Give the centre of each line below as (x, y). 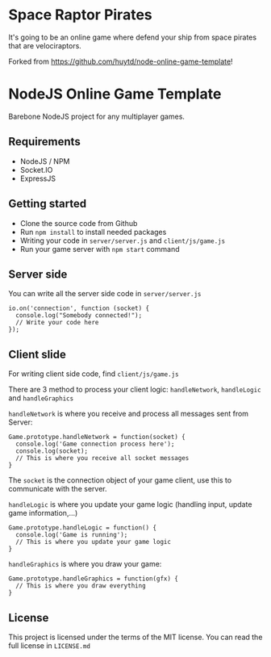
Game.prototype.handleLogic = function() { (83, 528)
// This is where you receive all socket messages (102, 458)
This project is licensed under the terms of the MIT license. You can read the (135, 637)
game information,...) (43, 513)
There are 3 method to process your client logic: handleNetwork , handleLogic (135, 390)
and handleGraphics (41, 398)
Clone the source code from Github (79, 223)
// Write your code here (57, 323)
